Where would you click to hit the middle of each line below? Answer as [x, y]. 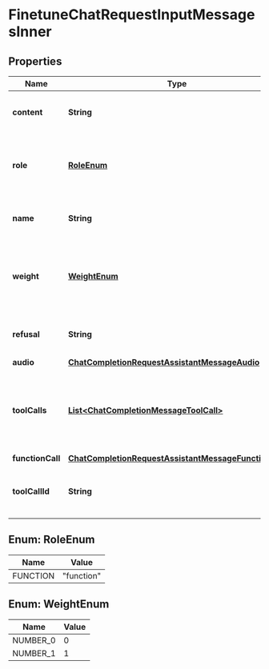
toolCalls [30, 410]
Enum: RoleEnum [52, 540]
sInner [30, 32]
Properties [35, 61]
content [28, 112]
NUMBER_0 [34, 640]
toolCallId [31, 491]
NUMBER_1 [34, 653]
